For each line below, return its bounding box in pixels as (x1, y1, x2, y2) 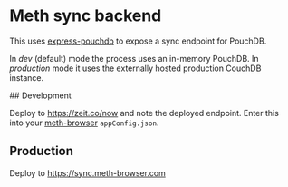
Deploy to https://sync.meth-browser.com (9, 167, 166, 178)
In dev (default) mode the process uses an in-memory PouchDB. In (9, 53, 260, 64)
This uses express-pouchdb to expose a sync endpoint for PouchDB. (9, 35, 267, 46)
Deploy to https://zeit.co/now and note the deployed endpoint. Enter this (9, 107, 279, 118)
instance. (9, 72, 44, 83)
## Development (9, 90, 72, 101)
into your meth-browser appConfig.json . (9, 117, 159, 128)
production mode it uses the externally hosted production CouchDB (9, 63, 262, 74)
